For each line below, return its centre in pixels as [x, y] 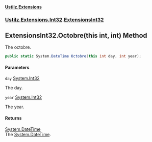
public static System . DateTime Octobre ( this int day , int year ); [73, 57]
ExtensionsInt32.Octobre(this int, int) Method [76, 35]
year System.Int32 [24, 97]
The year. [15, 107]
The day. [14, 88]
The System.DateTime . [28, 134]
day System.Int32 [23, 78]
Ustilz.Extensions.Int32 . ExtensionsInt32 [54, 20]
